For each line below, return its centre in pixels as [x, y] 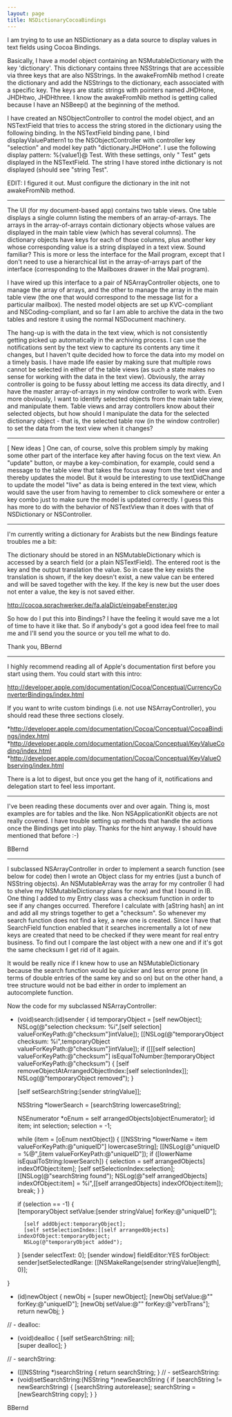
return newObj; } [40, 1311]
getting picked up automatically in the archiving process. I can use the [107, 340]
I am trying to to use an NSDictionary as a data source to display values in [112, 39]
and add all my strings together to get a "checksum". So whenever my [107, 913]
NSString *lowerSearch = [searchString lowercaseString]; [99, 1105]
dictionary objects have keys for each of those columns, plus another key [112, 239]
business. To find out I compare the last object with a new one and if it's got [115, 942]
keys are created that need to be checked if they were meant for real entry [113, 935]
